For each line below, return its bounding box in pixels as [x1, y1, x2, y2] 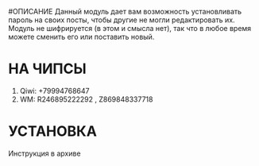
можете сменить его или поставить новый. [8, 32, 155, 41]
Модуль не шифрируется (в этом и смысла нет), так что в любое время [8, 24, 252, 33]
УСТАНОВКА [8, 122, 98, 141]
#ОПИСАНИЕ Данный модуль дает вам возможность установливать [8, 7, 242, 16]
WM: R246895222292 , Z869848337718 [19, 95, 153, 104]
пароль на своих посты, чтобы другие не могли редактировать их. [8, 15, 236, 25]
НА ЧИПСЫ [8, 60, 87, 78]
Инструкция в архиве [8, 149, 81, 158]
